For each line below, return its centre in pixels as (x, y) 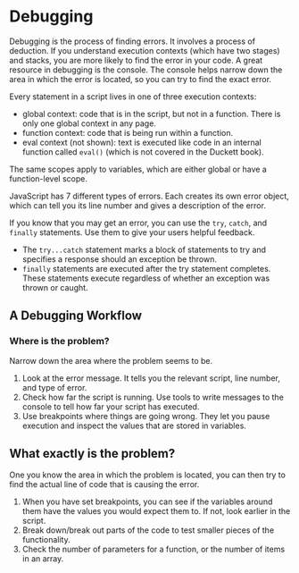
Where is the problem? (59, 341)
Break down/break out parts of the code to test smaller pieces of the (148, 530)
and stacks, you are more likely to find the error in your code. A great (136, 60)
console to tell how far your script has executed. (111, 406)
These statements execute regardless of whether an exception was (146, 278)
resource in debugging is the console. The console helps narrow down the (146, 70)
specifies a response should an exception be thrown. (119, 259)
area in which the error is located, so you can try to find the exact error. (141, 79)
